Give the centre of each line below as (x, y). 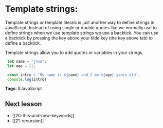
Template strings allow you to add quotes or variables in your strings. (74, 53)
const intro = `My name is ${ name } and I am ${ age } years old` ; (73, 75)
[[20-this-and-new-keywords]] (43, 116)
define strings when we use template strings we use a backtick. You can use (82, 33)
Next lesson (24, 104)
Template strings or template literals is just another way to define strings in (80, 22)
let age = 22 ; (21, 66)
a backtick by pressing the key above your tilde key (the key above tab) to (79, 38)
